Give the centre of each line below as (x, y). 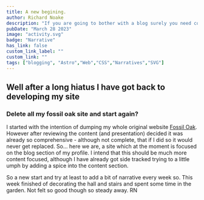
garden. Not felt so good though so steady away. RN (72, 190)
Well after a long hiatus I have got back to (86, 87)
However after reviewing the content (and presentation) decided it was (95, 133)
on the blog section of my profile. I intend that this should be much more (97, 153)
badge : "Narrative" (31, 40)
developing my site (43, 97)
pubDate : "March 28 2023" (39, 29)
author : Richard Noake (35, 18)
